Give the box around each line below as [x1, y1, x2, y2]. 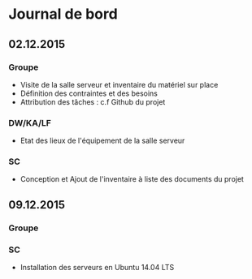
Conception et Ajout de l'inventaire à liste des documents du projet [20, 174, 244, 184]
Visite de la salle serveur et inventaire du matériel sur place [20, 79, 219, 89]
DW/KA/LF [8, 117, 51, 128]
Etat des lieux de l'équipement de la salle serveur [20, 135, 185, 146]
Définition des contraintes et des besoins [20, 88, 159, 98]
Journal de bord [8, 5, 118, 24]
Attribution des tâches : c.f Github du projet [20, 97, 166, 106]
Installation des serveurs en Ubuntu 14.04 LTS [20, 263, 175, 273]
